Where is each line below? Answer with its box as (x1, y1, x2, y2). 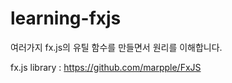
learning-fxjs (10, 7, 122, 30)
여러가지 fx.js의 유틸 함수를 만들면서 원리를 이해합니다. (10, 41, 223, 53)
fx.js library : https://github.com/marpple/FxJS (10, 61, 202, 73)
